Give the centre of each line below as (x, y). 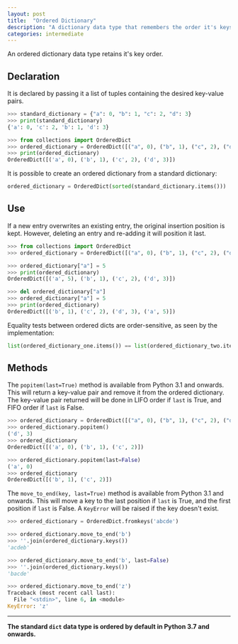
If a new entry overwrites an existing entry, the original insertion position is (116, 225)
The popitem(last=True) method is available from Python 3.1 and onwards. (116, 385)
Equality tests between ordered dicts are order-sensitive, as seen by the (113, 325)
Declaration (34, 76)
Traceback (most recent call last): (61, 593)
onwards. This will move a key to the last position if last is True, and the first (119, 501)
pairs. (16, 101)
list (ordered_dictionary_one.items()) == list (77, 345)
